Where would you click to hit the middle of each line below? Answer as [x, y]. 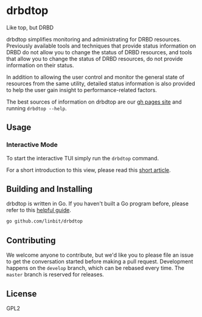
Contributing [31, 240]
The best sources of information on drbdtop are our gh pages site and [94, 102]
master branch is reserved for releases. [55, 274]
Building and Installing [50, 189]
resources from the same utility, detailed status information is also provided [101, 84]
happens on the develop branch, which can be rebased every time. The [95, 268]
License [22, 294]
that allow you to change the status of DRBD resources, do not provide [95, 59]
